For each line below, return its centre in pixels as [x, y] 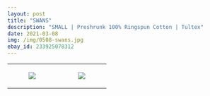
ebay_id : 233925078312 [41, 47]
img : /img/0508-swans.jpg [45, 40]
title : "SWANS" [30, 20]
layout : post [27, 14]
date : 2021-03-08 [33, 34]
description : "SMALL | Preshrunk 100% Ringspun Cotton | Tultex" [105, 27]
